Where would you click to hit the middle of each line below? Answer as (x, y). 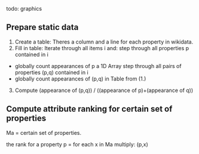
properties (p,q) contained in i (51, 72)
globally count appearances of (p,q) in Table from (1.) (80, 78)
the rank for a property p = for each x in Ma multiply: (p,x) (77, 144)
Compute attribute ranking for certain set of (89, 109)
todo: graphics (24, 9)
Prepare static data (42, 27)
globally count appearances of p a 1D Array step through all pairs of (98, 66)
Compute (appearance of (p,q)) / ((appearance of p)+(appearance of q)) (104, 90)
